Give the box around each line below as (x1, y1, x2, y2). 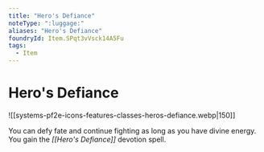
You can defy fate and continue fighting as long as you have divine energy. (8, 125, 257, 135)
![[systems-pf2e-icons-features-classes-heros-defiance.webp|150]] (8, 110, 236, 120)
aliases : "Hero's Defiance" (8, 27, 103, 35)
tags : (8, 42, 27, 50)
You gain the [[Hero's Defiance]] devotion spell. (8, 134, 167, 144)
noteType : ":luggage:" (8, 19, 85, 27)
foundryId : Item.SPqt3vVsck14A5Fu (8, 34, 125, 43)
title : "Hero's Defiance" (8, 11, 95, 20)
